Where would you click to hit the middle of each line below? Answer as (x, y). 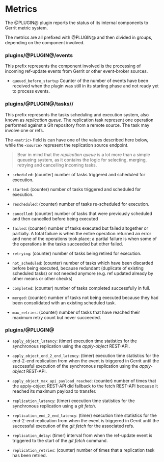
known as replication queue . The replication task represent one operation (79, 120)
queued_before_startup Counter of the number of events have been (80, 81)
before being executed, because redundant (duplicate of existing (78, 268)
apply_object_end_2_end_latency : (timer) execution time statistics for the (85, 355)
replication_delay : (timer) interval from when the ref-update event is (82, 435)
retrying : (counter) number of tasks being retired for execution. (77, 253)
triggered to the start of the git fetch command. (60, 440)
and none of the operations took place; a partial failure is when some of (84, 239)
